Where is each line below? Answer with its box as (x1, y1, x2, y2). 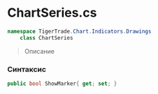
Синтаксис (7, 64, 47, 74)
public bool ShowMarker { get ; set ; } (7, 80, 117, 87)
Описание (24, 47, 55, 55)
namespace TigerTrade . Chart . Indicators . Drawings (7, 28, 152, 35)
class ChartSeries (20, 34, 73, 41)
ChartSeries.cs (7, 5, 97, 21)
